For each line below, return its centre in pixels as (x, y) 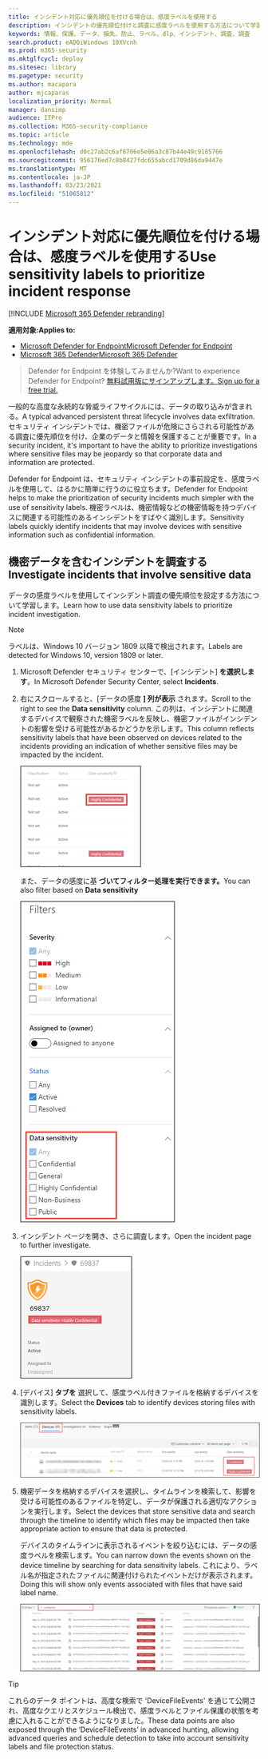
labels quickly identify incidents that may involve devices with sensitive (125, 526)
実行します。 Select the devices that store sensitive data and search (145, 1511)
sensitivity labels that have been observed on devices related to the (131, 737)
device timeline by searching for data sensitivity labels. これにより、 (132, 1566)
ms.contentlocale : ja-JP (49, 177)
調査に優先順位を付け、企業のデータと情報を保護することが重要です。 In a (136, 436)
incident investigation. (45, 614)
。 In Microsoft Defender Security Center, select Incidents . (123, 681)
